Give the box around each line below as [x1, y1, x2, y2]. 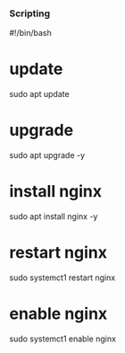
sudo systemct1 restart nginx [9, 272, 116, 283]
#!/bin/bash [9, 28, 52, 39]
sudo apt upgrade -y [9, 150, 86, 161]
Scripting [9, 7, 51, 20]
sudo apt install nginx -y [9, 211, 98, 222]
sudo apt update [9, 89, 70, 100]
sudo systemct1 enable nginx [9, 333, 116, 344]
